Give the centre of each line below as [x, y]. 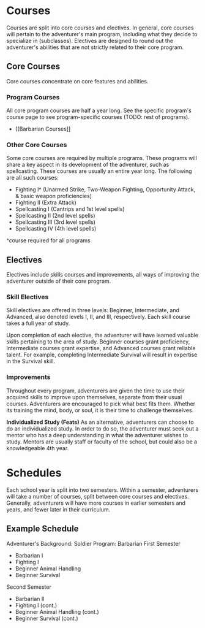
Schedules [34, 473]
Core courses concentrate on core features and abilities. [77, 81]
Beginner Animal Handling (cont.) [57, 611]
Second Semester [29, 587]
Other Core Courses [37, 145]
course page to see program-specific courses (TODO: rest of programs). [98, 117]
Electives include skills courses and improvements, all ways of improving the [103, 275]
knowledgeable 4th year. [38, 448]
